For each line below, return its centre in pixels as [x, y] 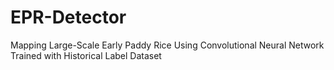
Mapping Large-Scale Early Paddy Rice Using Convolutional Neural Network [167, 45]
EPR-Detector [68, 17]
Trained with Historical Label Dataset [86, 55]
